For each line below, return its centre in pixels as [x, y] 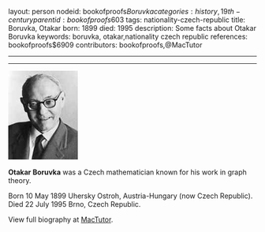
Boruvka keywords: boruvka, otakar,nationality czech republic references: [128, 36]
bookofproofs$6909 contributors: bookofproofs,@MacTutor [105, 45]
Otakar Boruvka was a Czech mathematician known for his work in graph [127, 172]
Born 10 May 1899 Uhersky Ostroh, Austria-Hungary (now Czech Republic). [131, 196]
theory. [20, 180]
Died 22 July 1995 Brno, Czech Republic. [75, 204]
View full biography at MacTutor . [61, 219]
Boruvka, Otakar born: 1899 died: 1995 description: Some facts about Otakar [132, 28]
